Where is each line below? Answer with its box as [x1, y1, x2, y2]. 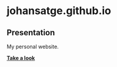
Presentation [6, 28, 55, 38]
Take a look [6, 55, 35, 61]
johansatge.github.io [6, 4, 111, 18]
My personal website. [6, 43, 59, 50]
